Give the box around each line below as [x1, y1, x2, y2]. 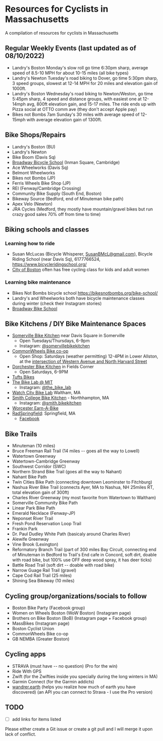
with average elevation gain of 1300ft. [26, 116, 102, 123]
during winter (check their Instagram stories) [12, 300, 102, 306]
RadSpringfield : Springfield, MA [12, 410, 76, 416]
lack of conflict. [5, 731, 36, 737]
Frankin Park [12, 526, 38, 532]
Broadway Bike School [12, 305, 57, 311]
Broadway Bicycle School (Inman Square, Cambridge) [12, 159, 120, 165]
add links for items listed [12, 716, 62, 722]
